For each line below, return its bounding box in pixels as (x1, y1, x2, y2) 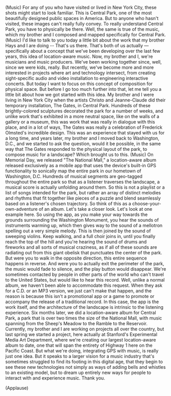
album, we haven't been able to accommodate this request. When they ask (5, 282, 162, 288)
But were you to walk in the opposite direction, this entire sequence (5, 255, 147, 261)
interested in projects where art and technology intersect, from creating (5, 70, 156, 76)
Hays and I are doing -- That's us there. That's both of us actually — (5, 43, 149, 48)
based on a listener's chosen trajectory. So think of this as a (5, 201, 131, 207)
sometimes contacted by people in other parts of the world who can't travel (5, 271, 164, 278)
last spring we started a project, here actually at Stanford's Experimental (5, 331, 157, 338)
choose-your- (132, 201, 162, 207)
